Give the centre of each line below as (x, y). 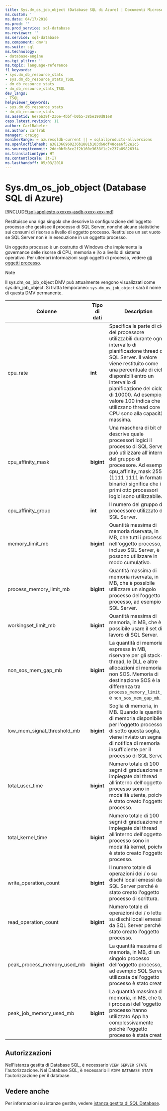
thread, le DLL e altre (133, 662)
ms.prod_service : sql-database (38, 28)
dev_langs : (16, 93)
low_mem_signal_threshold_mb (44, 731)
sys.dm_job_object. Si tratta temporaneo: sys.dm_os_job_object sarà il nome (83, 288)
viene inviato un (127, 737)
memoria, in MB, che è (135, 623)
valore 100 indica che (135, 401)
